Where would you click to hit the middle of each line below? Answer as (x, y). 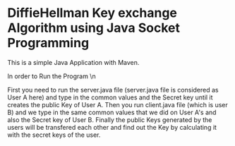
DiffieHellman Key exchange (92, 13)
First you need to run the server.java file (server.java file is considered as (113, 90)
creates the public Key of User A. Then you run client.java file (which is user (117, 104)
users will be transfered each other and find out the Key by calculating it (112, 127)
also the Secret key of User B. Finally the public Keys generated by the (110, 120)
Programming (48, 43)
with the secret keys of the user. (54, 135)
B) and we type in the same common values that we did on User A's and (112, 112)
